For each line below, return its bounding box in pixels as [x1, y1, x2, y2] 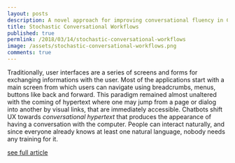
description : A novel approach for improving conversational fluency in [7, 17, 224, 24]
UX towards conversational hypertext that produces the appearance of [7, 112, 212, 121]
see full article [7, 148, 48, 157]
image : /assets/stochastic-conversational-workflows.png [7, 42, 177, 49]
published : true [7, 29, 55, 37]
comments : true [7, 49, 52, 56]
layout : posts [7, 10, 49, 17]
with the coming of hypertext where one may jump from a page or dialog [7, 98, 217, 106]
